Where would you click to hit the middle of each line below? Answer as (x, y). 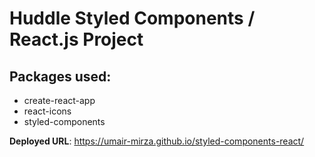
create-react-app (59, 100)
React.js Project (76, 39)
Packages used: (60, 76)
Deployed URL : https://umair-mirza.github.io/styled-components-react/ (157, 141)
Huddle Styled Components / (132, 18)
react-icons (47, 111)
